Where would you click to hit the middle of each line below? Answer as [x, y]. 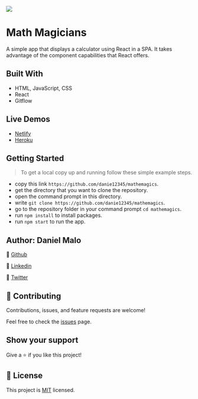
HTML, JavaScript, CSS [43, 88]
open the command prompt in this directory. [68, 197]
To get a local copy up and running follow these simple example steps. [106, 173]
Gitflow [23, 100]
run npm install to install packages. [58, 215]
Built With [25, 74]
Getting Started [35, 158]
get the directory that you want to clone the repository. [81, 190]
